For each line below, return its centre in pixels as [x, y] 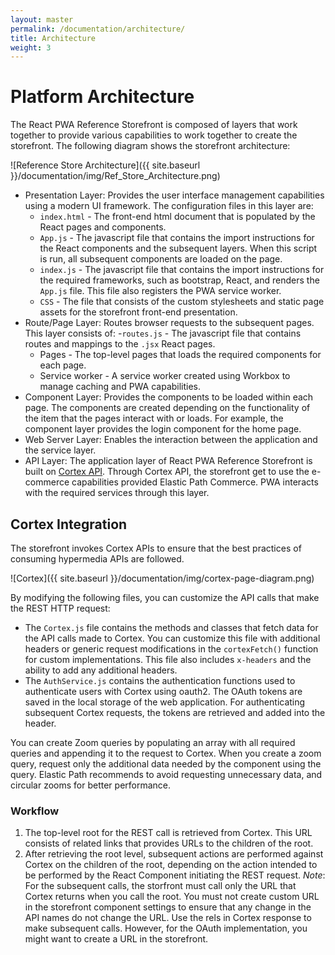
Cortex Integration [69, 524]
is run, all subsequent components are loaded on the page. [161, 259]
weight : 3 [31, 47]
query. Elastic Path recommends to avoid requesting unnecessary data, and [166, 774]
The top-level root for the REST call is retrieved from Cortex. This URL [168, 833]
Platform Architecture [102, 97]
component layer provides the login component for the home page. [163, 429]
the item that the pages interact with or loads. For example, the [154, 418]
